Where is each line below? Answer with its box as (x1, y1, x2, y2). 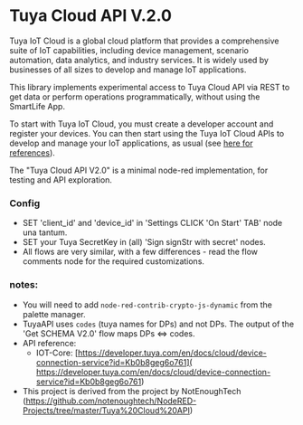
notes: (9, 279, 39, 291)
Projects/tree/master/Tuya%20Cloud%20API (22, 404, 190, 416)
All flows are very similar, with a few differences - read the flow (22, 246, 258, 258)
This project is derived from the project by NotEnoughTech (22, 385, 241, 396)
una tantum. (22, 227, 68, 238)
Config (9, 196, 41, 209)
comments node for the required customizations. (22, 256, 205, 267)
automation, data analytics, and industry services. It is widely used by (9, 54, 270, 65)
